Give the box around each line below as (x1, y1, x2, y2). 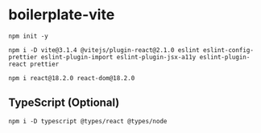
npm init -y (8, 32, 48, 40)
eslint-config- (202, 46, 254, 54)
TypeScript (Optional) (8, 96, 120, 110)
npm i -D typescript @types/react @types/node (8, 117, 168, 125)
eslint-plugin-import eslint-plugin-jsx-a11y (40, 53, 197, 61)
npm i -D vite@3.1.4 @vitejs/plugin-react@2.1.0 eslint (8, 46, 200, 54)
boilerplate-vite (8, 6, 115, 24)
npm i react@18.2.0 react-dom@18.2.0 (8, 74, 135, 82)
